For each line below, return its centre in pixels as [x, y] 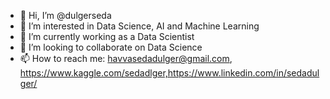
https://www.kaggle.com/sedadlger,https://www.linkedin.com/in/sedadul [169, 73]
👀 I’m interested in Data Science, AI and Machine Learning [139, 26]
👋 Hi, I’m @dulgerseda [65, 15]
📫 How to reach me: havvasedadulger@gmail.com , [126, 58]
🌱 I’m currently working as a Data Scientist [107, 36]
